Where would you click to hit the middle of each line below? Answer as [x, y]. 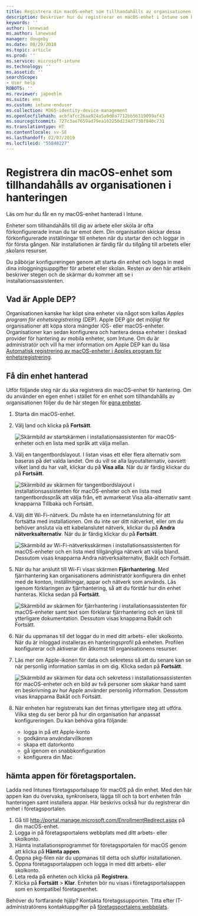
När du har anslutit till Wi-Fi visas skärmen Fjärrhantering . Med [92, 570]
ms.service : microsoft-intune [43, 61]
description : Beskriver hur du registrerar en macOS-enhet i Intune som [97, 17]
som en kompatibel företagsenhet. [56, 889]
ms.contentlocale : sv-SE [37, 133]
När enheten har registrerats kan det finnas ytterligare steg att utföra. [98, 708]
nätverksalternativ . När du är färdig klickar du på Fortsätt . [86, 534]
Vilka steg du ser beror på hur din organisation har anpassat [88, 714]
